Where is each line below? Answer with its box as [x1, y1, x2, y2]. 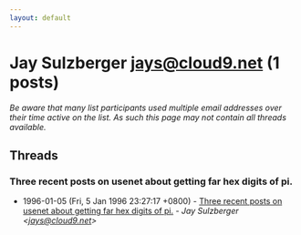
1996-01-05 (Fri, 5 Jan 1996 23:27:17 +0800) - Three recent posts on [22, 196, 283, 207]
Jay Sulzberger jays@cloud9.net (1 [9, 52, 280, 73]
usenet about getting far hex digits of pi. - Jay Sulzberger [22, 206, 239, 217]
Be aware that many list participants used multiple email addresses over [9, 102, 283, 113]
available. [9, 121, 47, 132]
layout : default [9, 13, 71, 23]
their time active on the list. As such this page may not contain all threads [9, 111, 287, 123]
